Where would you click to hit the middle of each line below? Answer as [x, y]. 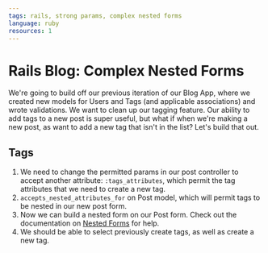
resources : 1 [30, 31]
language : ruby [34, 23]
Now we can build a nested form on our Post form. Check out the [128, 215]
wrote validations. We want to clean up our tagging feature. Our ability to [129, 110]
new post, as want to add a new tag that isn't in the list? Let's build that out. [134, 127]
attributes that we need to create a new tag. [93, 189]
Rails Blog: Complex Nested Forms [126, 71]
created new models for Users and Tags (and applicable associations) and [132, 102]
